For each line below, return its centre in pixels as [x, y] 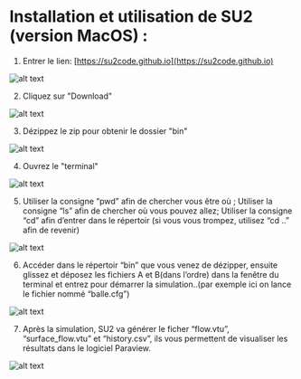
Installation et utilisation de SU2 [131, 17]
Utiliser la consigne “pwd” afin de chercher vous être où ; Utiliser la [147, 201]
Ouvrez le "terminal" [61, 166]
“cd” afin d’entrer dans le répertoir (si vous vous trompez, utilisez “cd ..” [156, 220]
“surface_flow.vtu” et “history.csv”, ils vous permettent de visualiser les [155, 338]
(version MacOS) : [79, 36]
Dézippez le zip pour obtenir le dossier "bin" [105, 131]
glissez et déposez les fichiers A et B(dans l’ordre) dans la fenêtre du [150, 274]
